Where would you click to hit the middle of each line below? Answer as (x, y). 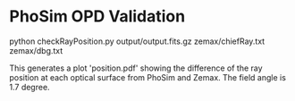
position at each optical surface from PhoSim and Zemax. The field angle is (147, 77)
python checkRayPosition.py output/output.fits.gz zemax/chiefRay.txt (137, 41)
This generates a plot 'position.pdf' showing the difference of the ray (136, 68)
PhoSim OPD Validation (97, 17)
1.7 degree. (30, 87)
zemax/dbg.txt (36, 50)
